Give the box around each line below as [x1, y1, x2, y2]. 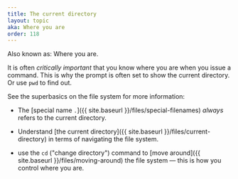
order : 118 [7, 30, 40, 38]
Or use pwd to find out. [7, 79, 72, 87]
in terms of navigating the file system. [48, 135, 158, 143]
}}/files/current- [164, 127, 211, 136]
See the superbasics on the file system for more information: [7, 92, 185, 101]
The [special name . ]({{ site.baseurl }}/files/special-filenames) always [17, 106, 224, 114]
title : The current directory [7, 10, 97, 18]
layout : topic [7, 17, 50, 24]
